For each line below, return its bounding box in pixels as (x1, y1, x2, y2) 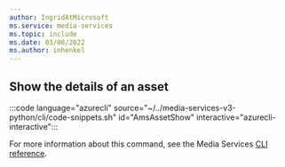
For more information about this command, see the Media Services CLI (9, 139, 268, 149)
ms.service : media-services (9, 21, 114, 30)
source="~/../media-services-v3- (114, 102, 237, 113)
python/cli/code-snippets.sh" (9, 112, 117, 123)
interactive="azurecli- (196, 112, 277, 123)
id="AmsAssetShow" (118, 112, 195, 123)
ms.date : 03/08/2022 (9, 37, 86, 47)
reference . (9, 147, 47, 158)
